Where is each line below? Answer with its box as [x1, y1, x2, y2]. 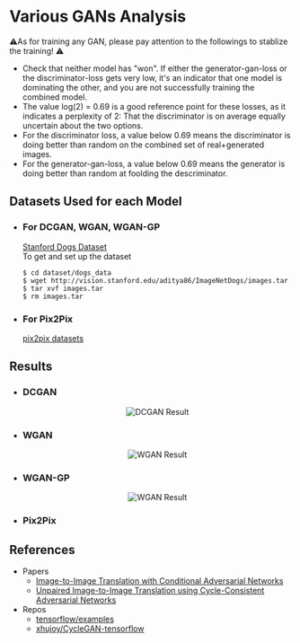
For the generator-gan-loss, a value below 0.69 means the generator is [22, 158, 286, 169]
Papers [22, 566, 49, 577]
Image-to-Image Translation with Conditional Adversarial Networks [35, 575, 284, 586]
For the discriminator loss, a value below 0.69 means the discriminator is [22, 129, 291, 140]
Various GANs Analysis [9, 6, 187, 27]
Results [9, 359, 53, 374]
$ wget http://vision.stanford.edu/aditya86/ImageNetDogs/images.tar [22, 276, 289, 285]
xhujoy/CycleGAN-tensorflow [35, 622, 145, 634]
